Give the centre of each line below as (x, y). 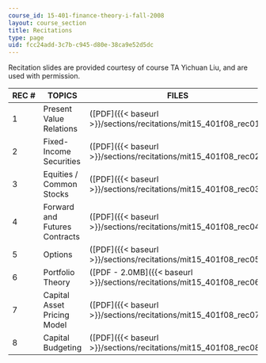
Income (57, 151)
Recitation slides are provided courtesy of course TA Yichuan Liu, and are (128, 67)
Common (60, 185)
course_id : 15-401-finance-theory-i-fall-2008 (86, 15)
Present (58, 109)
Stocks (56, 194)
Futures (57, 227)
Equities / (61, 174)
